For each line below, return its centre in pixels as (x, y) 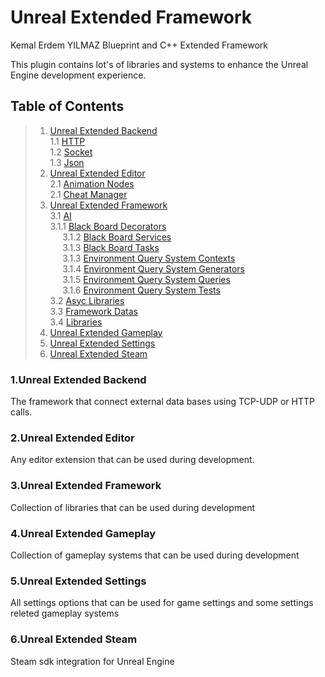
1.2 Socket (71, 152)
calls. (21, 412)
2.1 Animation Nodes (92, 183)
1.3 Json (67, 162)
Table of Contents (67, 106)
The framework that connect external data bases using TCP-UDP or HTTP (162, 402)
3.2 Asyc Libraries (87, 300)
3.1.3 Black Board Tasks (111, 247)
